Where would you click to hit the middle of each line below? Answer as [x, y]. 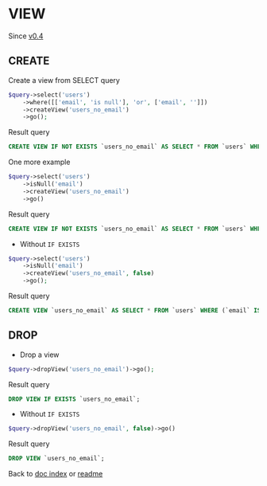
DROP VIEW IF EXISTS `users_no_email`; [74, 399]
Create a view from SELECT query [64, 80]
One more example [39, 162]
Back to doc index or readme [56, 474]
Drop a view [39, 355]
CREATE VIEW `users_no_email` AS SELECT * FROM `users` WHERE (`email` [129, 311]
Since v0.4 [26, 36]
